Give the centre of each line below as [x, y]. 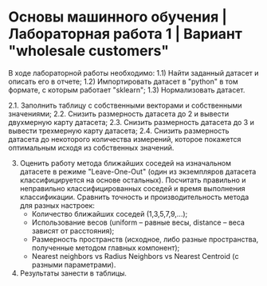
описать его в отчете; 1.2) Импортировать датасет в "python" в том [123, 81]
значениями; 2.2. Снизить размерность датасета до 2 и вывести [119, 114]
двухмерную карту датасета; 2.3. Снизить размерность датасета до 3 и [132, 122]
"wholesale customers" [89, 51]
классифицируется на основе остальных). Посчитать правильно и [133, 180]
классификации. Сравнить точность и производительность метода [134, 197]
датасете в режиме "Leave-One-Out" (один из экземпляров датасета [138, 171]
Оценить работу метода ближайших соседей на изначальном [126, 163]
